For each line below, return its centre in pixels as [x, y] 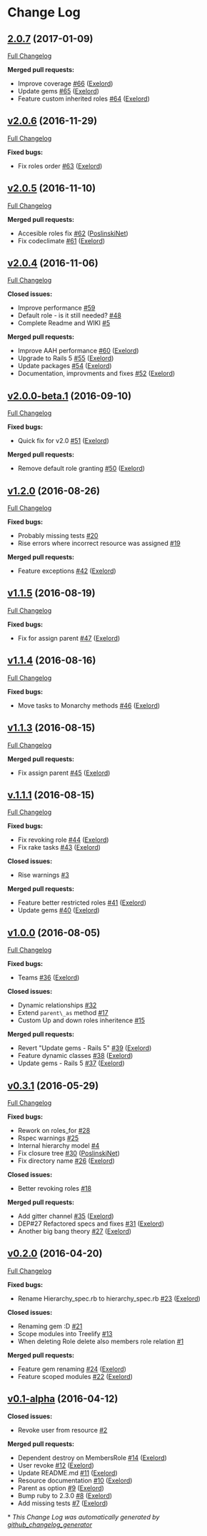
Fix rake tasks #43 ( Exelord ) [59, 848]
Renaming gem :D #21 [50, 1326]
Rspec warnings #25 [48, 1138]
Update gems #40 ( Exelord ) [59, 910]
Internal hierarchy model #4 [59, 1145]
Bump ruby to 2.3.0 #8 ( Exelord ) [65, 1495]
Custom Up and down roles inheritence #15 [81, 1020]
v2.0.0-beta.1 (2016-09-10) [70, 396]
